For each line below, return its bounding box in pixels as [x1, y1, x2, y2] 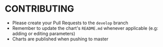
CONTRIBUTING [5, 3, 75, 15]
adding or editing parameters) [12, 30, 75, 36]
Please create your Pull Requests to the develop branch [12, 20, 129, 26]
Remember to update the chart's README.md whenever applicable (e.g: [12, 25, 158, 31]
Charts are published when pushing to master [12, 36, 108, 42]
